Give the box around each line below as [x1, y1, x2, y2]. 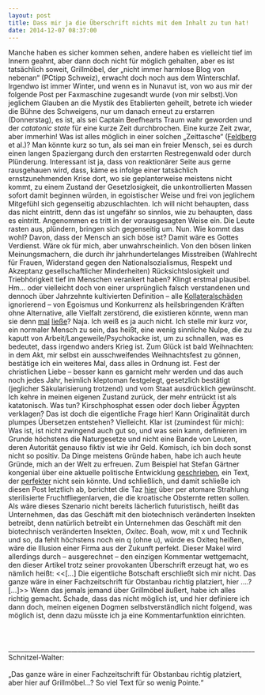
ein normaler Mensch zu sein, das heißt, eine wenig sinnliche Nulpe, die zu [8, 325, 252, 334]
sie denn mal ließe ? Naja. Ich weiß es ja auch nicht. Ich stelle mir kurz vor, [8, 317, 248, 327]
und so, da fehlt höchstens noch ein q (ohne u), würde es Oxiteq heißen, [8, 535, 244, 545]
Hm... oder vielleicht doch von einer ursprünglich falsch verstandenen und [8, 283, 251, 293]
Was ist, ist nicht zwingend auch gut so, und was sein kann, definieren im [8, 426, 248, 436]
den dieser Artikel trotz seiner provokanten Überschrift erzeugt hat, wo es [8, 561, 249, 570]
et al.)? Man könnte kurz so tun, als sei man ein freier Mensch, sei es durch [8, 140, 253, 150]
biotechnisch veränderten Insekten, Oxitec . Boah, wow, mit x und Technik [8, 527, 248, 536]
